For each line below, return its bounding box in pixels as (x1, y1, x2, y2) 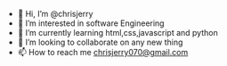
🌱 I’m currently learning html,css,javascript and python (17, 28, 218, 37)
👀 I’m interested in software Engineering (17, 18, 165, 29)
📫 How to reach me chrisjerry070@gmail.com (17, 47, 189, 57)
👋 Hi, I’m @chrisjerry (17, 9, 93, 19)
